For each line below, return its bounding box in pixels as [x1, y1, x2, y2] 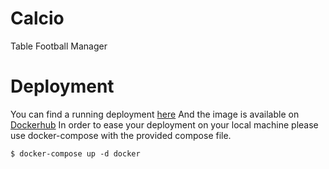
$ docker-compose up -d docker [10, 148, 141, 159]
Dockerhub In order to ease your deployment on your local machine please [10, 118, 319, 131]
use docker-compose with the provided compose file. [10, 129, 232, 141]
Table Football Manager [10, 40, 108, 52]
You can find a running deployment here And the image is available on [10, 108, 300, 120]
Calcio [10, 7, 65, 30]
